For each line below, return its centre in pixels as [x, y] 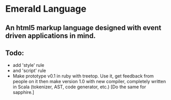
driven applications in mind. [51, 35]
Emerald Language [46, 9]
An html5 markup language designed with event [83, 28]
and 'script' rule [29, 71]
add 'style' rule [28, 65]
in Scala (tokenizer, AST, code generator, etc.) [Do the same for [79, 87]
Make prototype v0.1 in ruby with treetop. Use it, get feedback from [83, 76]
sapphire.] [23, 92]
